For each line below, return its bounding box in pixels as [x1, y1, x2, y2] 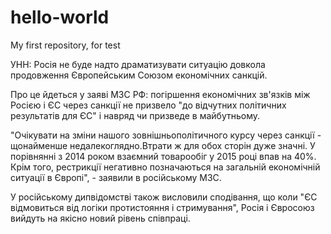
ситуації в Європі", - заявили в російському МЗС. [10, 171, 222, 183]
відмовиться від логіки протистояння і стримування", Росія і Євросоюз [10, 201, 315, 213]
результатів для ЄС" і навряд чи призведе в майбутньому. [10, 109, 261, 121]
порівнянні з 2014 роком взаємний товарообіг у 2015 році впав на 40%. [10, 150, 317, 162]
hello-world [10, 6, 110, 29]
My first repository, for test [10, 39, 121, 51]
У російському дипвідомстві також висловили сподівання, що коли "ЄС [10, 191, 318, 203]
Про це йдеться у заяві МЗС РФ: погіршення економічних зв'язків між [10, 88, 311, 100]
